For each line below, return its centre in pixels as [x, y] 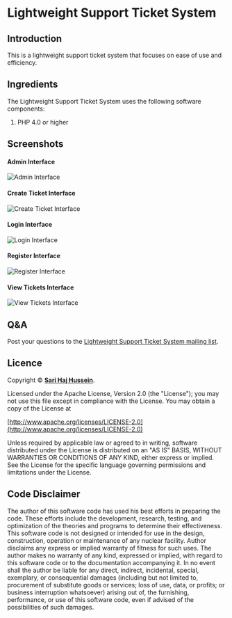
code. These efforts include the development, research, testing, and [105, 518]
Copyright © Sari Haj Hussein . [51, 380]
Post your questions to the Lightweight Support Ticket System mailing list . [113, 342]
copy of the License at [39, 408]
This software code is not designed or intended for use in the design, [106, 533]
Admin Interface [31, 161]
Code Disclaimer [44, 494]
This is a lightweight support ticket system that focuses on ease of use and [115, 55]
